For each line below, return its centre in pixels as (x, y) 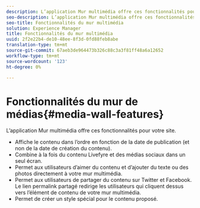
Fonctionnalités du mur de (72, 101)
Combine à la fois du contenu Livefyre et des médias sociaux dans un (100, 155)
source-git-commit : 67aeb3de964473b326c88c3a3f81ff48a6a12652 (85, 51)
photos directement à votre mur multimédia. (68, 174)
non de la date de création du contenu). (63, 149)
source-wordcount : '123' (37, 61)
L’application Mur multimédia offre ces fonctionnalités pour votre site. (91, 131)
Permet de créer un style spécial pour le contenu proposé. (86, 199)
